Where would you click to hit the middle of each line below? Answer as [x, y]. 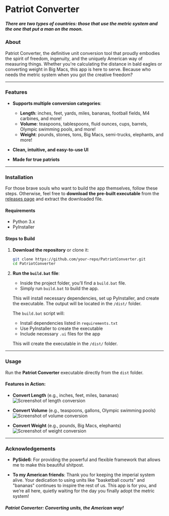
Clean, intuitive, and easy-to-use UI [51, 149]
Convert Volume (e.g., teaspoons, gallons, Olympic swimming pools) [84, 410]
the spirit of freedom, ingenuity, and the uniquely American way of [74, 59]
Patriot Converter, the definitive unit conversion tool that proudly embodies [82, 53]
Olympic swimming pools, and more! [58, 129]
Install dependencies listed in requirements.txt [69, 323]
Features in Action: [26, 384]
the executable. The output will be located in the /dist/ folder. [77, 304]
